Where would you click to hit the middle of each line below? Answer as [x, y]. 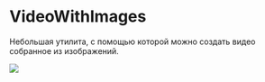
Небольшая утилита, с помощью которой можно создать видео [132, 41]
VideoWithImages [78, 17]
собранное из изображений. [64, 50]
